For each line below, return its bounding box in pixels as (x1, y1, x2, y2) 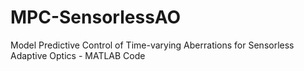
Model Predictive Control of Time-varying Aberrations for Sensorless (10, 39, 295, 51)
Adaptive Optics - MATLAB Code (10, 49, 146, 61)
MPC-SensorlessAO (10, 6, 182, 29)
